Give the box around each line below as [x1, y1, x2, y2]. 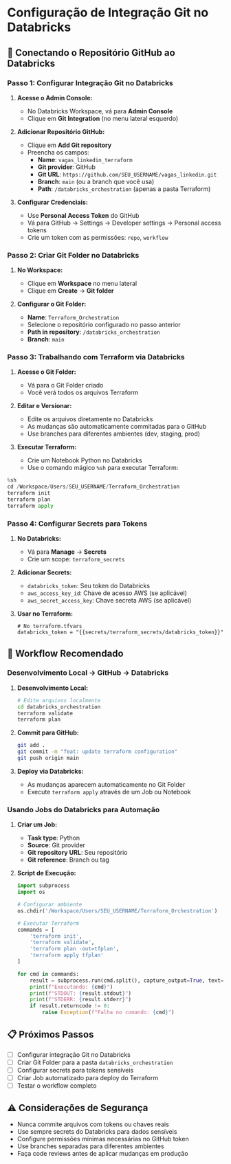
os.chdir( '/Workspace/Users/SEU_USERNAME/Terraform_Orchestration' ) [16, 907, 218, 915]
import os [16, 888, 46, 896]
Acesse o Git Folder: [16, 368, 77, 376]
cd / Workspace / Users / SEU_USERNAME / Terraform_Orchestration [7, 483, 180, 491]
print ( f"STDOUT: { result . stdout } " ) [30, 989, 132, 997]
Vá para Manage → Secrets [27, 548, 107, 556]
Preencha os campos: [27, 148, 89, 156]
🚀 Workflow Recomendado [7, 647, 124, 659]
